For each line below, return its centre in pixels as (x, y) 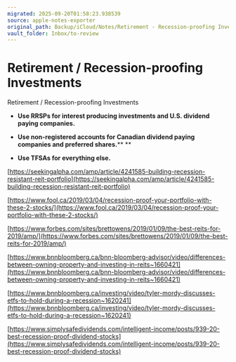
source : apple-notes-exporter (52, 20)
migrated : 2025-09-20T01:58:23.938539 (64, 14)
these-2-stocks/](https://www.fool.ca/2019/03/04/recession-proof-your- (113, 208)
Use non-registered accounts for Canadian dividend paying (106, 137)
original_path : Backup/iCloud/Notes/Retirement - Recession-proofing (111, 27)
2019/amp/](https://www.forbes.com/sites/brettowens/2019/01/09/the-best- (118, 236)
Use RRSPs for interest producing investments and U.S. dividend (113, 116)
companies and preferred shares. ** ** (74, 145)
